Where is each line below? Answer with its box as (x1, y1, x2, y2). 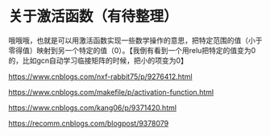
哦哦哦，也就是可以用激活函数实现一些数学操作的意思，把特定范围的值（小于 (8, 35, 263, 45)
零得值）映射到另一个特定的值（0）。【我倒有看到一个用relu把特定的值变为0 (8, 45, 256, 55)
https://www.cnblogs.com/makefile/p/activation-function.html (8, 87, 214, 97)
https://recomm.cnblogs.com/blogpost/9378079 (8, 118, 169, 128)
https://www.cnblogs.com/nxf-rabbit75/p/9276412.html (8, 72, 193, 81)
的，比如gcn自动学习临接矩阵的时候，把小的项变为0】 (8, 56, 188, 65)
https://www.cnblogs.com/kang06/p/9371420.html (8, 102, 177, 113)
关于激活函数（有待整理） (8, 7, 179, 26)
